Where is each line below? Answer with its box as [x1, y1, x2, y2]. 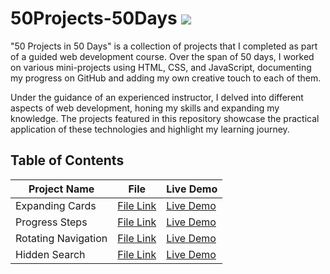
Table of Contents [10, 152, 125, 169]
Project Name [28, 182, 95, 196]
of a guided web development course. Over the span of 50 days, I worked [10, 50, 315, 62]
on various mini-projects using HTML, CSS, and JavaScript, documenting [10, 61, 312, 73]
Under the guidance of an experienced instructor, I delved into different [10, 91, 304, 103]
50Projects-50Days [10, 7, 178, 30]
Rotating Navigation [15, 231, 108, 245]
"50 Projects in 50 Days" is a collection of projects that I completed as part [10, 40, 318, 52]
